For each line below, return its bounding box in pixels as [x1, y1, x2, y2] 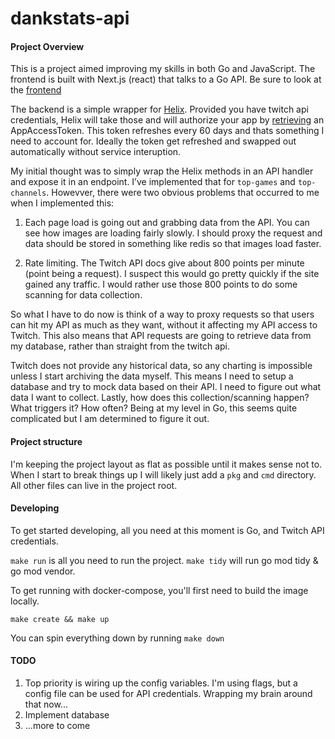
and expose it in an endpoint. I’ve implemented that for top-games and [10, 176, 296, 188]
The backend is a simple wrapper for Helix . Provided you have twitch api [10, 103, 309, 116]
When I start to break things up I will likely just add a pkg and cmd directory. [10, 468, 317, 481]
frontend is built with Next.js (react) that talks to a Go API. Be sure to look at [10, 73, 322, 86]
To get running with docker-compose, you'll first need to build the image [10, 584, 309, 596]
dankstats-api [10, 7, 130, 30]
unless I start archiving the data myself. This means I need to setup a [10, 370, 294, 382]
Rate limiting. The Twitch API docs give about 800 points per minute [24, 257, 305, 269]
